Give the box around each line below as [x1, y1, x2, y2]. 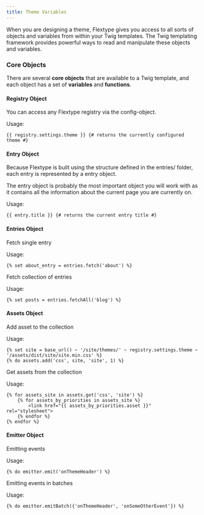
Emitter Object [6, 431, 44, 439]
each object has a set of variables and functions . [6, 81, 132, 88]
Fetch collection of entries [6, 273, 72, 280]
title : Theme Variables [6, 9, 67, 15]
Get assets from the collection [6, 368, 82, 376]
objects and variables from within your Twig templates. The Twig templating [6, 32, 197, 40]
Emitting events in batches [6, 479, 73, 486]
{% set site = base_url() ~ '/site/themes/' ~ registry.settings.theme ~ [6, 346, 199, 353]
